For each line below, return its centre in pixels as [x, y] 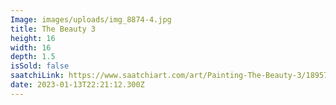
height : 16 [33, 38]
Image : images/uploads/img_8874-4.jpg [91, 19]
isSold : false [40, 66]
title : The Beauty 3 [53, 29]
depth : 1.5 [33, 57]
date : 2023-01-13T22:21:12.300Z [77, 85]
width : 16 [31, 47]
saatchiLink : [37, 76]
